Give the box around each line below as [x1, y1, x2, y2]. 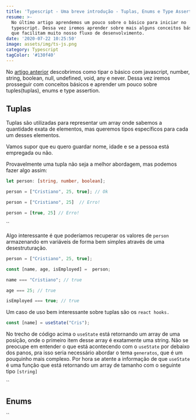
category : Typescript [6, 47, 59, 53]
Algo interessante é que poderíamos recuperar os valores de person [6, 232, 169, 239]
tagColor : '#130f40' [6, 52, 57, 58]
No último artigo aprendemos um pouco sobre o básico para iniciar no [11, 19, 187, 25]
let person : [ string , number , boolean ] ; [6, 178, 106, 185]
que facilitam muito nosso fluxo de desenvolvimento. [11, 30, 145, 36]
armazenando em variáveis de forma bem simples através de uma [6, 238, 164, 245]
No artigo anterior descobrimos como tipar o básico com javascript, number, [6, 68, 190, 75]
